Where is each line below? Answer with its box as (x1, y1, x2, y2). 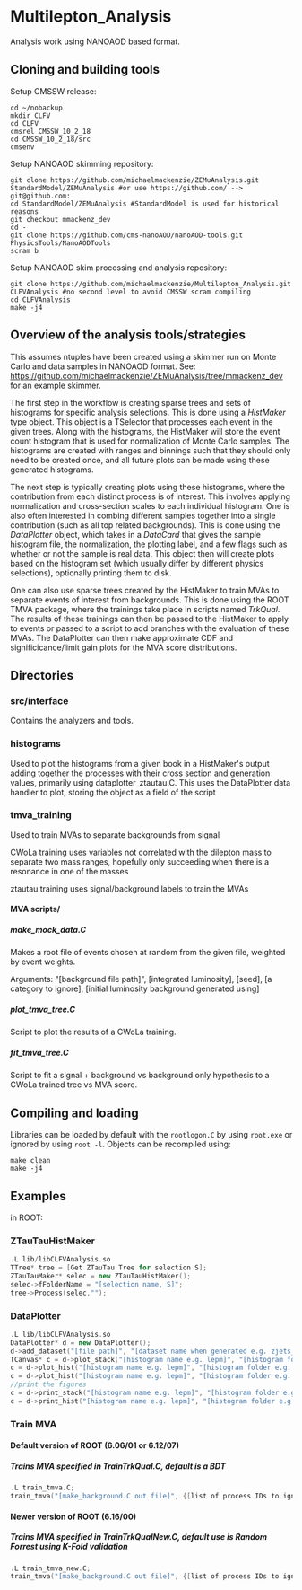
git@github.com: (10, 191, 71, 200)
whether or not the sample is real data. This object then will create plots (10, 548, 275, 558)
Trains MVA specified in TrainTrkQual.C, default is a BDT (10, 1461, 227, 1471)
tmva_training (10, 809, 73, 821)
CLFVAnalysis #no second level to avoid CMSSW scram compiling (10, 287, 252, 296)
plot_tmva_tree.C (10, 1004, 75, 1015)
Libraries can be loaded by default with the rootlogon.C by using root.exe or (10, 1129, 293, 1140)
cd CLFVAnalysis (10, 294, 71, 304)
